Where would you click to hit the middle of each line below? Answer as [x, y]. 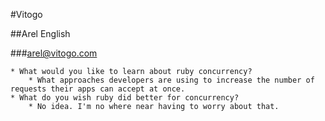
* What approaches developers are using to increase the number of [171, 80]
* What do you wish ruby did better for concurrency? [125, 98]
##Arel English [40, 33]
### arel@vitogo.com [54, 53]
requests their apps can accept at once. [98, 89]
